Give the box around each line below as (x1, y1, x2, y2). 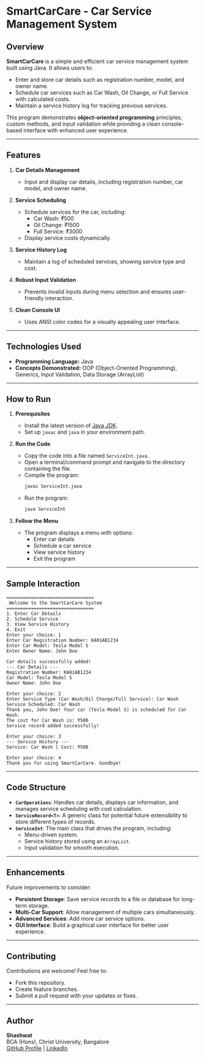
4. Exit (6, 627, 26, 633)
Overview (6, 41, 45, 52)
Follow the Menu (15, 517, 59, 525)
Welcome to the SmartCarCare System (9, 600, 103, 606)
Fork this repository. (15, 979, 66, 987)
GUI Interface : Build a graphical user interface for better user (15, 921, 169, 929)
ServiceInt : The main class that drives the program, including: (15, 824, 172, 832)
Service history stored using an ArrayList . (24, 837, 131, 844)
